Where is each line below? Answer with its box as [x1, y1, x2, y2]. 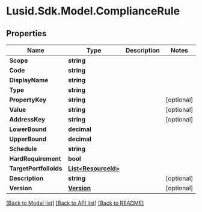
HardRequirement [9, 155, 61, 162]
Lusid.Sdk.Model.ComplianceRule [6, 4, 180, 18]
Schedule [9, 145, 37, 153]
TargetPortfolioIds [9, 164, 63, 173]
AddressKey [9, 115, 46, 123]
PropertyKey [9, 95, 47, 104]
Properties [6, 28, 47, 39]
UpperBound [9, 135, 47, 143]
